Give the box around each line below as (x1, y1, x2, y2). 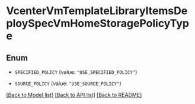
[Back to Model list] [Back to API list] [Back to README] (6, 92, 142, 98)
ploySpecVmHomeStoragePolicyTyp (6, 17, 190, 30)
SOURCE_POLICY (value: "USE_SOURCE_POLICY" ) (14, 80, 122, 87)
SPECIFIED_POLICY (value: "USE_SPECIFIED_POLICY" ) (14, 69, 138, 75)
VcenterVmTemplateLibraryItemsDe (6, 4, 188, 18)
